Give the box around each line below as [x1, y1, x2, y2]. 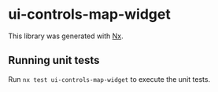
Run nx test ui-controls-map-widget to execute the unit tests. [8, 74, 211, 83]
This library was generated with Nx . [8, 31, 124, 41]
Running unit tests [8, 54, 100, 67]
